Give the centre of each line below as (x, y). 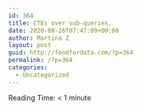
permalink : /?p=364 (41, 61)
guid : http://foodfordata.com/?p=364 (71, 53)
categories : (28, 68)
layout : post (30, 45)
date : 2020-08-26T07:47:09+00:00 (64, 30)
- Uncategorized (42, 75)
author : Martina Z (39, 38)
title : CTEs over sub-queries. (60, 23)
